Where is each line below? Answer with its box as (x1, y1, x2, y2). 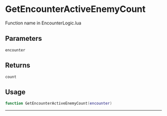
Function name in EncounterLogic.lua (5, 20, 82, 26)
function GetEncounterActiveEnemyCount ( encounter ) (5, 101, 112, 106)
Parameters (5, 34, 42, 43)
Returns (5, 61, 31, 70)
